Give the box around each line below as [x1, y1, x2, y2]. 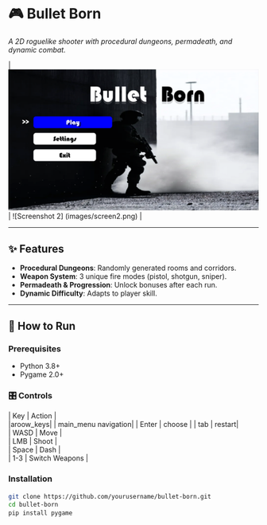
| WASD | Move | [8, 428, 62, 437]
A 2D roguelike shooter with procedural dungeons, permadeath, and [8, 36, 233, 46]
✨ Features [8, 242, 64, 256]
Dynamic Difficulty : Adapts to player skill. [19, 288, 157, 298]
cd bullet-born [8, 501, 59, 509]
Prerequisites [8, 343, 61, 354]
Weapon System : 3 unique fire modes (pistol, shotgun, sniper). [19, 272, 227, 281]
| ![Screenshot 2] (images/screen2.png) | [8, 211, 143, 221]
